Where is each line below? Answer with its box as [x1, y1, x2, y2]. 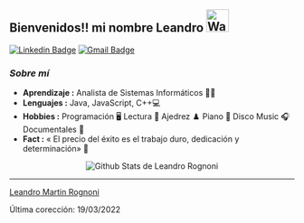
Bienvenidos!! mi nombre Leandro [9, 20, 204, 36]
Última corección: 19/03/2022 [9, 204, 121, 215]
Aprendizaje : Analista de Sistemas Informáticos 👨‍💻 [22, 88, 216, 98]
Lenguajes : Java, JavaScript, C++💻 [22, 98, 161, 108]
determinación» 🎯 [22, 144, 89, 154]
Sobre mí [9, 67, 50, 79]
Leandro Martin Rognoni [9, 187, 100, 198]
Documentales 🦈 [22, 124, 84, 135]
